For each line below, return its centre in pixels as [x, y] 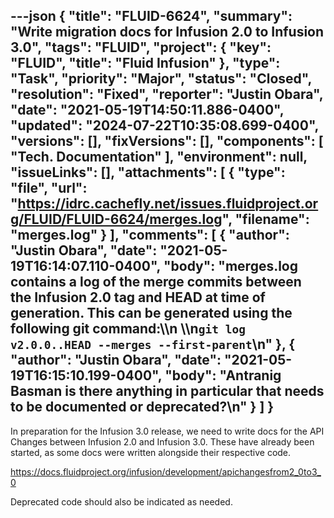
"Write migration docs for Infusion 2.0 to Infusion [167, 32]
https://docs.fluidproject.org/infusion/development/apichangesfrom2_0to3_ [166, 471]
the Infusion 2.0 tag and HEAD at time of [138, 297]
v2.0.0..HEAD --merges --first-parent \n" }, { [153, 344]
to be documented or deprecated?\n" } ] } [142, 407]
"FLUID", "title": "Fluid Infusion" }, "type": [145, 63]
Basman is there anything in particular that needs [167, 391]
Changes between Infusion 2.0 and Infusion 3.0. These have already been [162, 441]
